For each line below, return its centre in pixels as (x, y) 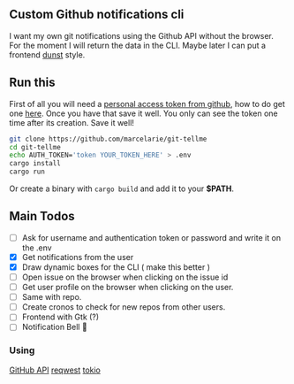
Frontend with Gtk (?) (60, 317)
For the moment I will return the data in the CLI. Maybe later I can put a (138, 45)
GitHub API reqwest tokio (55, 370)
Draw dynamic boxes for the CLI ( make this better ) (116, 267)
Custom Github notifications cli (97, 15)
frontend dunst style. (47, 54)
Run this (32, 83)
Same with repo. (52, 297)
